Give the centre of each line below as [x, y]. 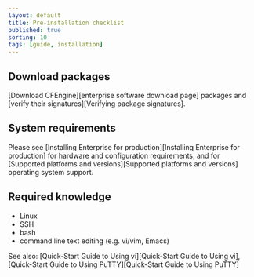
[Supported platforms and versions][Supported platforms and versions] [123, 164]
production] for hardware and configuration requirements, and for [114, 155]
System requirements [62, 128]
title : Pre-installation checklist [66, 23]
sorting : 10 [27, 37]
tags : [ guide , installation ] [56, 45]
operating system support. [51, 172]
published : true [34, 30]
